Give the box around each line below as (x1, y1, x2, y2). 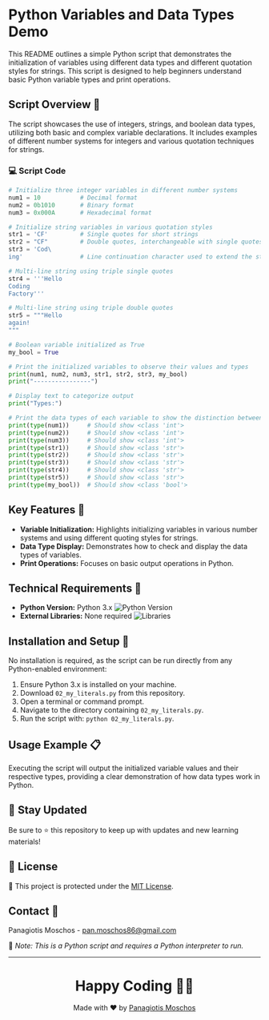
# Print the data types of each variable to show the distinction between (8, 414, 263, 422)
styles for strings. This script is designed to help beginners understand (8, 66, 242, 75)
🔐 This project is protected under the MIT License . (8, 881, 174, 890)
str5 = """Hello (8, 311, 62, 319)
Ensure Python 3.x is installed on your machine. (19, 680, 177, 689)
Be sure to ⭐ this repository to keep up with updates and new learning (8, 825, 239, 834)
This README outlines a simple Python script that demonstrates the (8, 49, 232, 58)
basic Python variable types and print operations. (8, 74, 171, 84)
